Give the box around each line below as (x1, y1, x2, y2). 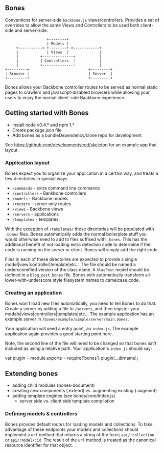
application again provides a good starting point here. (5, 331, 113, 337)
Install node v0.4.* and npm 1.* (12, 122, 75, 128)
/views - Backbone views (12, 206, 64, 212)
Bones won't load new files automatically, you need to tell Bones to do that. (5, 300, 157, 306)
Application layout (5, 159, 50, 166)
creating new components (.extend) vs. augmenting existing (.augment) (12, 388, 157, 394)
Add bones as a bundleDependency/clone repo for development (12, 132, 142, 138)
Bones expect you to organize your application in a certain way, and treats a (5, 170, 158, 176)
